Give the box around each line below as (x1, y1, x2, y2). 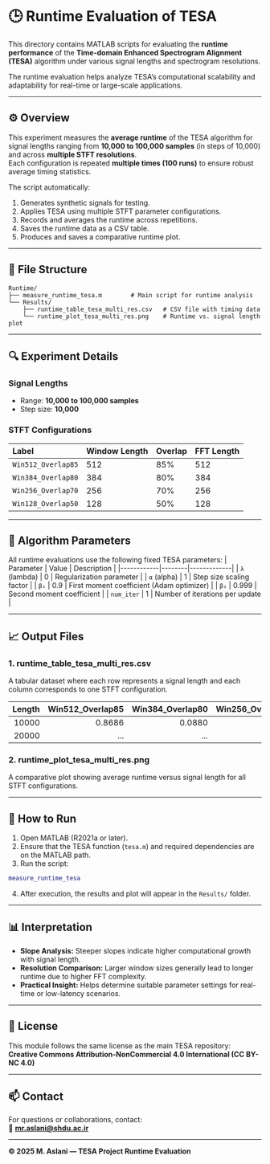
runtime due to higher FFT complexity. (19, 971, 147, 981)
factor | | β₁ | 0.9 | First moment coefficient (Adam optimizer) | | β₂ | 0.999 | (8, 581, 257, 590)
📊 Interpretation (8, 921, 92, 934)
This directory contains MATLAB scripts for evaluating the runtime (8, 39, 229, 49)
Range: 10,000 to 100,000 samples (19, 396, 139, 406)
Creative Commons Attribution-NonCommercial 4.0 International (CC (8, 1049, 245, 1059)
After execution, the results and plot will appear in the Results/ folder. (19, 889, 252, 899)
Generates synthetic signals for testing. (19, 198, 150, 207)
